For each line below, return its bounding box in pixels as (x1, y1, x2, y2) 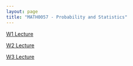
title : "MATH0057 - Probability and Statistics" (6, 14, 128, 20)
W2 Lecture (6, 42, 35, 49)
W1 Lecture (6, 30, 34, 37)
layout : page (6, 8, 38, 15)
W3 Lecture (6, 53, 35, 60)
